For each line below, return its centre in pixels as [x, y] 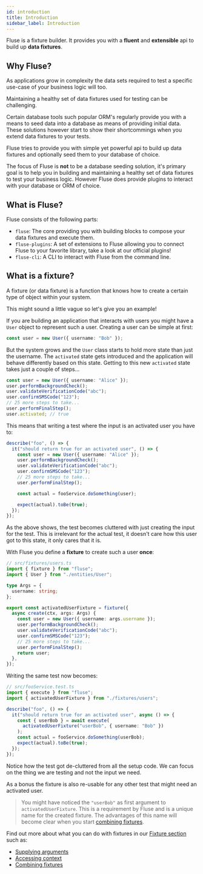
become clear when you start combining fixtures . [82, 821]
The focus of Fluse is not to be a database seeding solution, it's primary [96, 166]
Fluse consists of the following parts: [52, 219]
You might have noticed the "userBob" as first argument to [93, 802]
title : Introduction [32, 18]
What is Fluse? [35, 205]
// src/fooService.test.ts [40, 687]
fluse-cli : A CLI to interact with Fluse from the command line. [93, 257]
